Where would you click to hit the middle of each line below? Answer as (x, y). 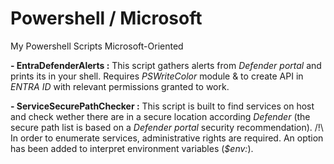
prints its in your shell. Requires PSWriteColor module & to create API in (157, 76)
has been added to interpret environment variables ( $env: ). (132, 148)
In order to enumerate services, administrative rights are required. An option (167, 138)
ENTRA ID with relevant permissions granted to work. (120, 86)
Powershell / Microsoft (106, 18)
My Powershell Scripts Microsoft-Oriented (97, 46)
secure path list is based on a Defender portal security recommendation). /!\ (167, 127)
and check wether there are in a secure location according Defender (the (160, 116)
